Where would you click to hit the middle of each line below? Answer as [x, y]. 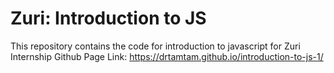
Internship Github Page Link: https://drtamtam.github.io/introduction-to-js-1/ [167, 56]
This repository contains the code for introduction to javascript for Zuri [155, 46]
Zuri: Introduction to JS [108, 18]
